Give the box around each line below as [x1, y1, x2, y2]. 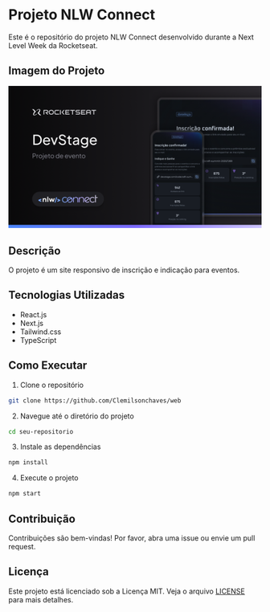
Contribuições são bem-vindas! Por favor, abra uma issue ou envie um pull [8, 533, 256, 543]
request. [8, 542, 36, 551]
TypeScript [19, 335, 57, 345]
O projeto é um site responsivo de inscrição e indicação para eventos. [8, 265, 240, 275]
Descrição [8, 243, 61, 258]
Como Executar [8, 359, 88, 373]
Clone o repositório [19, 380, 84, 390]
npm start [8, 490, 42, 498]
